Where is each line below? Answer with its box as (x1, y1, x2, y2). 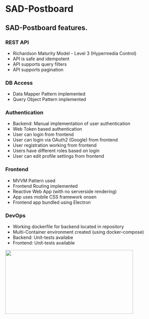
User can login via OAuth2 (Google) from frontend (12, 137, 118, 143)
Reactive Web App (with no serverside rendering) (12, 188, 117, 194)
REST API (5, 39, 29, 46)
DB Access (5, 79, 33, 86)
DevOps (5, 212, 26, 219)
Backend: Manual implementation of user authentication (12, 120, 131, 127)
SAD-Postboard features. (5, 23, 88, 32)
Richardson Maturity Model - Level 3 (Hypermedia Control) (12, 50, 137, 56)
